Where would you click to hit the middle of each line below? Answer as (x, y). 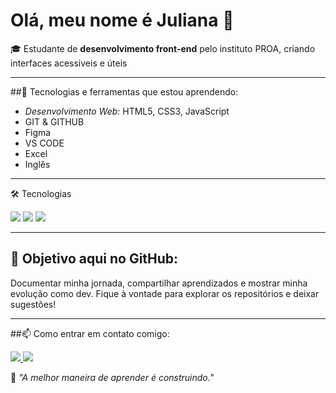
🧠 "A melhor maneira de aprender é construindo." (112, 377)
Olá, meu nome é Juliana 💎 (122, 20)
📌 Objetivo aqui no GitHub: (94, 259)
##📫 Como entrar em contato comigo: (90, 333)
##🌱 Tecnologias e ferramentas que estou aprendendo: (124, 91)
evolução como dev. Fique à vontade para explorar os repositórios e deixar (165, 293)
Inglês (37, 164)
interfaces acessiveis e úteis (69, 63)
